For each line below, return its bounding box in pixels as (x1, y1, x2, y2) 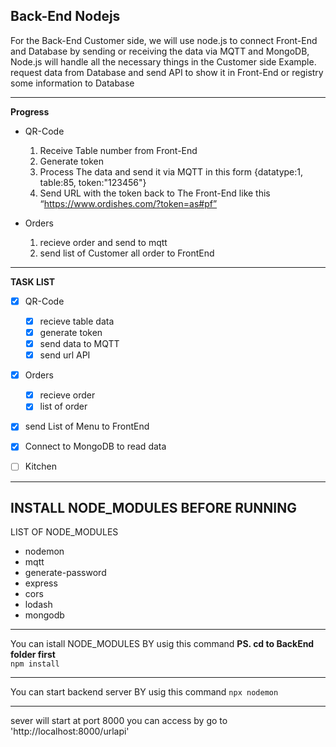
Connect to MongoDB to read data (24, 440, 167, 453)
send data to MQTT (39, 338, 120, 349)
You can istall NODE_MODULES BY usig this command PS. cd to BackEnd (10, 638, 315, 650)
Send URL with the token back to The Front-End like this (39, 187, 271, 199)
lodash (24, 599, 53, 611)
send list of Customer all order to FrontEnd (39, 247, 215, 259)
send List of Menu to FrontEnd (24, 420, 150, 433)
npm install (10, 659, 60, 669)
